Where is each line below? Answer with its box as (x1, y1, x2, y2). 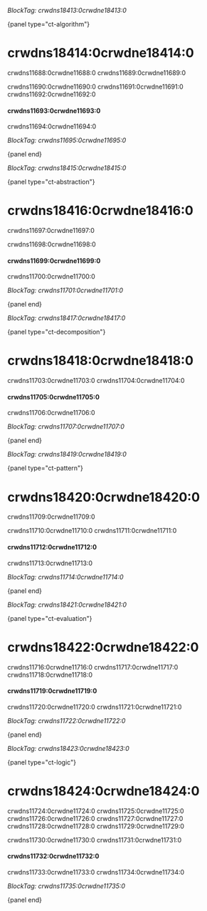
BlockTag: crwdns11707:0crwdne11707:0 (7, 422, 124, 431)
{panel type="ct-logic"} (7, 757, 77, 767)
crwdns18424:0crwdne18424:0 (7, 782, 200, 799)
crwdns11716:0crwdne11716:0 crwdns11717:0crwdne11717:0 (7, 662, 179, 671)
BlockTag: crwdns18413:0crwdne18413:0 (7, 6, 127, 14)
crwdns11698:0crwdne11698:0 (7, 240, 96, 249)
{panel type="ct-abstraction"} (7, 178, 95, 186)
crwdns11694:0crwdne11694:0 (7, 122, 97, 131)
